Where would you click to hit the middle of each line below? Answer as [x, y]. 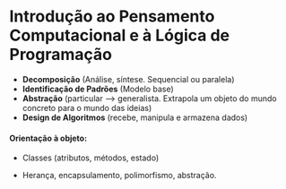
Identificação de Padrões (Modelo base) [98, 89]
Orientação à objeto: [48, 138]
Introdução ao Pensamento [112, 17]
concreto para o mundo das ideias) [87, 107]
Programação [61, 55]
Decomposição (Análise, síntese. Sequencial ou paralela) [128, 79]
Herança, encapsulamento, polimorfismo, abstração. [119, 176]
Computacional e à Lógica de [120, 35]
